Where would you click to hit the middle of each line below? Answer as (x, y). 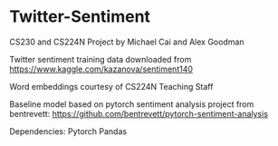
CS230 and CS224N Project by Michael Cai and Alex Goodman (127, 42)
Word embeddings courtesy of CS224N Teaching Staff (111, 86)
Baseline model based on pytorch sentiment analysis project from (132, 104)
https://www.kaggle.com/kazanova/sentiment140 (101, 69)
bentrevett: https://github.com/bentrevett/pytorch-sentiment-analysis (139, 113)
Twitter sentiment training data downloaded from (101, 59)
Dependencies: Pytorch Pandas (68, 131)
